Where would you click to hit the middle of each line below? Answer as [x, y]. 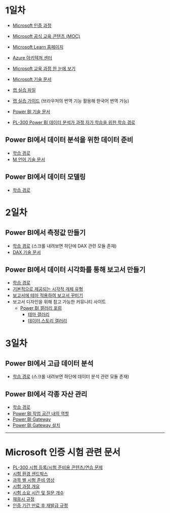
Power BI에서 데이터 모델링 [46, 177]
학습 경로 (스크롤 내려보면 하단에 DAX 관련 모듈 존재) [65, 246]
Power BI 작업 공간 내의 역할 [41, 414]
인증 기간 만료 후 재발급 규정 [40, 505]
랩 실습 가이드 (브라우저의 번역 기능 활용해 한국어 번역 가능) [71, 101]
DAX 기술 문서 [27, 252]
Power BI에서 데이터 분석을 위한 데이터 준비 [69, 140]
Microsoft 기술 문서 [32, 79]
